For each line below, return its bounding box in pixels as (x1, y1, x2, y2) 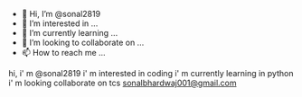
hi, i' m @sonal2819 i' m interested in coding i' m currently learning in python (8, 68, 294, 78)
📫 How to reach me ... (21, 48, 106, 57)
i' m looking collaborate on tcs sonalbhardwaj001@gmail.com (8, 77, 237, 88)
